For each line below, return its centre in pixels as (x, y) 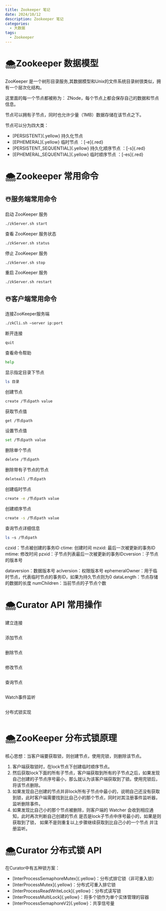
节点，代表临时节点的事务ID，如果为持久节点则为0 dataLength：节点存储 (84, 577)
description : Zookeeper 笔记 (34, 19)
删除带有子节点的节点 (27, 470)
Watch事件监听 (20, 697)
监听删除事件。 (28, 803)
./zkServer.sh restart (28, 282)
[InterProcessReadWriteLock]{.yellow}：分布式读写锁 (67, 891)
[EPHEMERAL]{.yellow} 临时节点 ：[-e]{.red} (58, 142)
